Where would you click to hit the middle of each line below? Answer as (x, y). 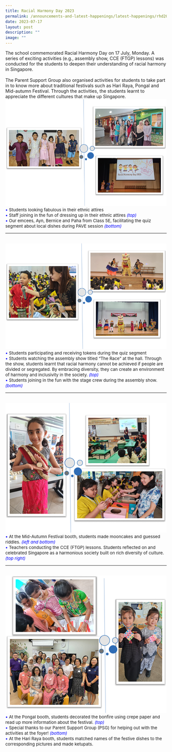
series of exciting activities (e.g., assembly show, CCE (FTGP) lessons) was (85, 58)
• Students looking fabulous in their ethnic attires (55, 209)
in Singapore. (19, 69)
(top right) (15, 558)
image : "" (16, 38)
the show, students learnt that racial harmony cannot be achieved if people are (84, 364)
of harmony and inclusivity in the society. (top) (52, 374)
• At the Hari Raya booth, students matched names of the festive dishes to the (84, 739)
